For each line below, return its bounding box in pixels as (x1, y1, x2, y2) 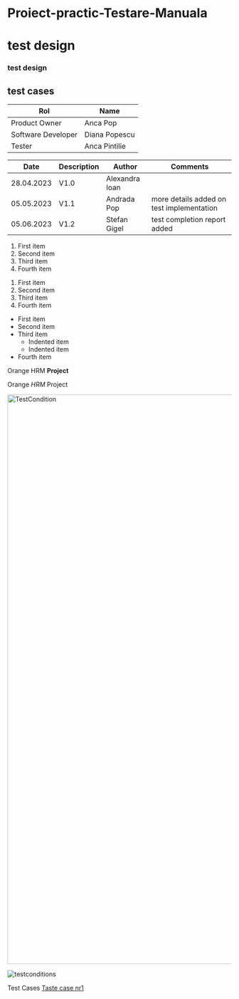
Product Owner (11, 118, 62, 128)
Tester (11, 141, 33, 151)
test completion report (151, 215, 226, 225)
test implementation (151, 203, 218, 213)
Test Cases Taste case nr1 (7, 984, 84, 993)
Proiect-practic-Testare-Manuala (7, 5, 208, 21)
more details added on (151, 194, 226, 204)
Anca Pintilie (84, 141, 127, 151)
